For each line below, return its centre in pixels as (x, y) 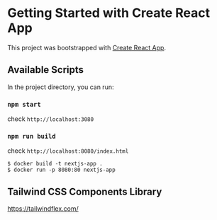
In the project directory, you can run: (61, 87)
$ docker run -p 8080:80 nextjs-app (61, 170)
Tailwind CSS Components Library (85, 191)
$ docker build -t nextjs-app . (55, 164)
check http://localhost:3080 (51, 119)
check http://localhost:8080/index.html (68, 151)
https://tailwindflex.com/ (43, 209)
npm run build (32, 136)
